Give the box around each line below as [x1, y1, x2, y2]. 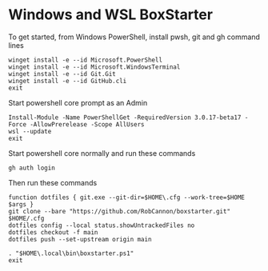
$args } [8, 200, 34, 209]
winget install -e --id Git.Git [8, 70, 116, 78]
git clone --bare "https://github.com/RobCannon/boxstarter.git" [8, 207, 230, 215]
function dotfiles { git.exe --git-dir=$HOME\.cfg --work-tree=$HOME [8, 193, 246, 201]
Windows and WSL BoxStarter [8, 6, 214, 24]
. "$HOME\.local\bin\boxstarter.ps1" [8, 249, 134, 257]
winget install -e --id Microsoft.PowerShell [8, 56, 162, 64]
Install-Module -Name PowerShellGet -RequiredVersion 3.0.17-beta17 [8, 114, 242, 122]
